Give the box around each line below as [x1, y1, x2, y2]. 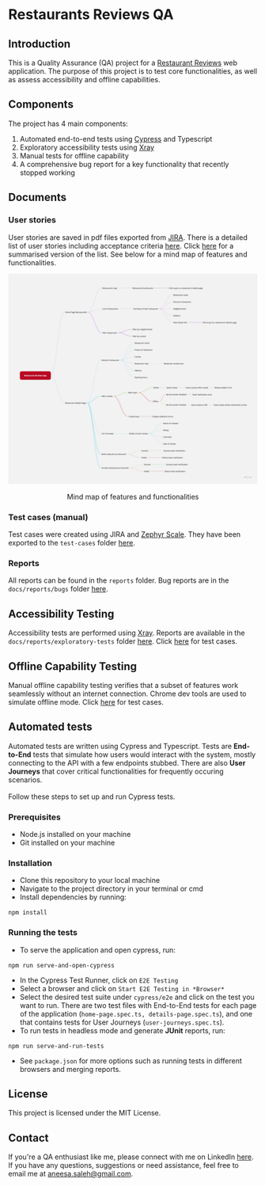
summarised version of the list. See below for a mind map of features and [8, 249, 248, 259]
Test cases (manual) [8, 511, 89, 523]
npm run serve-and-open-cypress [8, 961, 115, 969]
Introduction [8, 37, 71, 51]
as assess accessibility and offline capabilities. [8, 75, 161, 84]
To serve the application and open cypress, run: [19, 945, 176, 955]
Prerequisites [8, 812, 61, 823]
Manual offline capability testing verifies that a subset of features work [8, 680, 239, 690]
